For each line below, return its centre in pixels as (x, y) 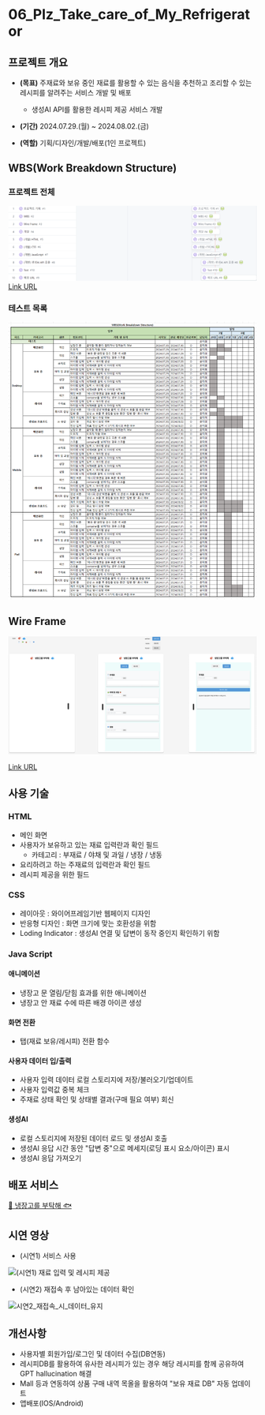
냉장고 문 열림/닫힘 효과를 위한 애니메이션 (83, 993)
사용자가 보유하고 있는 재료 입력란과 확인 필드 (89, 844)
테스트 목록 (28, 308)
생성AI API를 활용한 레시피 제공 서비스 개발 (97, 109)
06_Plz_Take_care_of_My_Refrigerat (129, 15)
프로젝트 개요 (38, 62)
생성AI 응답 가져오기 (50, 1158)
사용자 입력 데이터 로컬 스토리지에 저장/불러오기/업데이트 (106, 1080)
